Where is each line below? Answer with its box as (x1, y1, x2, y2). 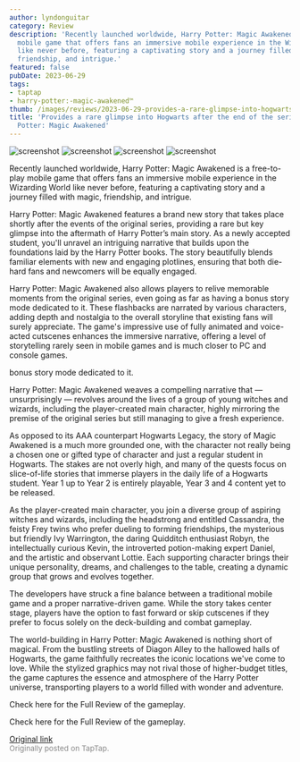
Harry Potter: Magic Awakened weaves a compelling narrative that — (9, 385, 263, 394)
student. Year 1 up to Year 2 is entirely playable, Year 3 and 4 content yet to (9, 478, 287, 488)
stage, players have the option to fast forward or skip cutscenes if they (9, 607, 270, 618)
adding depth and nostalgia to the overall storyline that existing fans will (9, 312, 274, 322)
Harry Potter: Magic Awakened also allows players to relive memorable (9, 284, 270, 293)
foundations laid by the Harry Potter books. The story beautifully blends (9, 247, 273, 258)
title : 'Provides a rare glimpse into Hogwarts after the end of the (9, 113, 274, 122)
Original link (9, 734, 54, 744)
